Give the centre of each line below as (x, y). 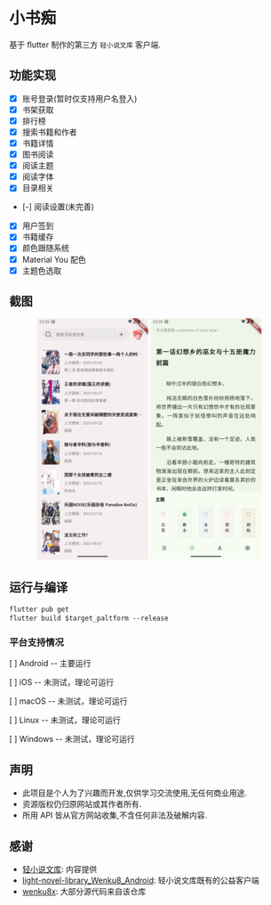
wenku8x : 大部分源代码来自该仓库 (84, 892)
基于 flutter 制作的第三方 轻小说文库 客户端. (85, 45)
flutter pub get (39, 610)
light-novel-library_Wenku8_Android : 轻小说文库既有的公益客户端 (140, 881)
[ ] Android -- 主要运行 (50, 664)
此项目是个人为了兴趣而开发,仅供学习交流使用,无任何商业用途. (134, 793)
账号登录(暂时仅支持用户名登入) (80, 98)
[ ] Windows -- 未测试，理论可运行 (72, 739)
